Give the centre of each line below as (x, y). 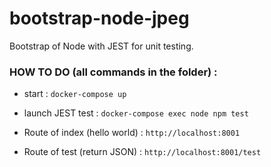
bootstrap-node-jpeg (99, 18)
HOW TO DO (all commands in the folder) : (113, 72)
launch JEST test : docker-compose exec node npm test (136, 113)
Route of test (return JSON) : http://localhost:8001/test (142, 152)
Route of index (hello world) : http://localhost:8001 (132, 133)
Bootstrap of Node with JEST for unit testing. (101, 46)
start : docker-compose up (75, 94)
